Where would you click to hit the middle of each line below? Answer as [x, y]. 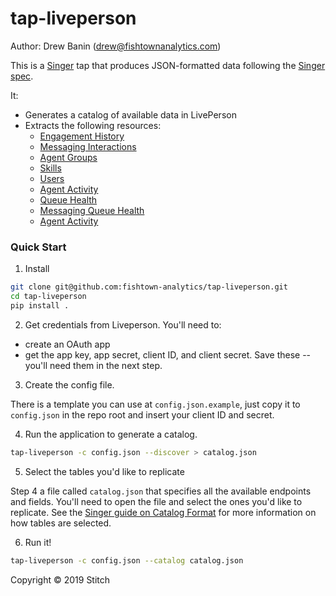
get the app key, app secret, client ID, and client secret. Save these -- [168, 354]
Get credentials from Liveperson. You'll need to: [123, 324]
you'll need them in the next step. [93, 365]
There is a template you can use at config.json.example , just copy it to [155, 404]
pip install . [40, 305]
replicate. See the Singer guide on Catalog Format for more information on [163, 512]
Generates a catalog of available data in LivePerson [130, 114]
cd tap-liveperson [48, 297]
